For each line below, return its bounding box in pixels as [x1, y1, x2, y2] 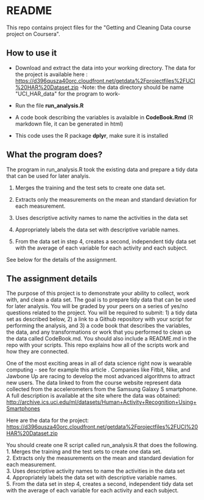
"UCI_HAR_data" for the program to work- [15, 90, 121, 97]
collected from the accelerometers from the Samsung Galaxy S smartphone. [6, 386, 198, 393]
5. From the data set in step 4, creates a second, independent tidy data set [6, 481, 193, 488]
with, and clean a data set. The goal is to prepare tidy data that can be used [6, 296, 196, 303]
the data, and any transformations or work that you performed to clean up [6, 328, 192, 336]
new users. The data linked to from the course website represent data [6, 379, 181, 387]
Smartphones [6, 405, 41, 412]
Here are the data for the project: [6, 417, 90, 424]
